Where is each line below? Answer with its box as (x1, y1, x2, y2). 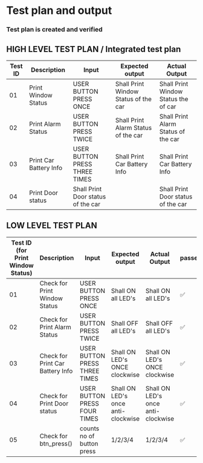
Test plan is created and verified (6, 25, 103, 34)
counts (79, 424, 100, 433)
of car (159, 102, 176, 111)
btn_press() (39, 439, 72, 448)
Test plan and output (6, 4, 112, 18)
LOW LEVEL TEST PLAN (6, 220, 98, 231)
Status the (159, 94, 188, 103)
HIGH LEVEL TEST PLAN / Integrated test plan (6, 44, 181, 54)
